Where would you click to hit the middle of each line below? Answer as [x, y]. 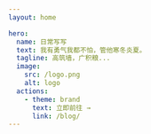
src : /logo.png [52, 75]
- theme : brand [52, 99]
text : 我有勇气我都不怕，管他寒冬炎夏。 [81, 50]
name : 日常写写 [42, 42]
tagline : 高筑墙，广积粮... [64, 59]
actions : [32, 91]
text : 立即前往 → [61, 107]
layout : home [32, 17]
